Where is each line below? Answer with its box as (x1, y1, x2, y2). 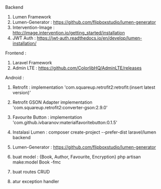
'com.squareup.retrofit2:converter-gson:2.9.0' (12, 105, 108, 110)
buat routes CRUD (12, 169, 50, 175)
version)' (12, 90, 31, 95)
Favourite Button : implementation (12, 114, 82, 120)
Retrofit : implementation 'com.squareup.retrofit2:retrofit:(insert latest (12, 84, 155, 90)
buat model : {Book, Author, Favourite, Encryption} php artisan (12, 154, 141, 160)
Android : (5, 75, 24, 80)
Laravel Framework (12, 60, 52, 65)
